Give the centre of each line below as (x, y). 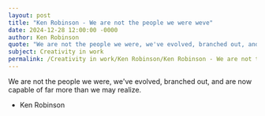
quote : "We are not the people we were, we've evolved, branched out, (127, 45)
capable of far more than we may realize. (75, 89)
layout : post (30, 15)
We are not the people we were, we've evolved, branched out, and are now (130, 81)
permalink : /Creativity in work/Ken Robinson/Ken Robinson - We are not (130, 60)
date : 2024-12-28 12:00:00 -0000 (63, 30)
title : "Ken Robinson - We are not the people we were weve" (111, 23)
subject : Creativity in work (56, 52)
